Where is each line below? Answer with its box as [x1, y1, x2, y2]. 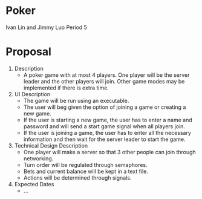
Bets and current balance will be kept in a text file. [23, 168, 149, 175]
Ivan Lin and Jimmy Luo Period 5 [5, 24, 87, 31]
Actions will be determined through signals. [23, 174, 132, 181]
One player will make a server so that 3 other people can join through [23, 148, 196, 155]
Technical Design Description [14, 142, 88, 149]
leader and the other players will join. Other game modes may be [23, 77, 185, 85]
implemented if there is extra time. [23, 84, 109, 91]
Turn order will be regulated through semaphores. [23, 161, 148, 168]
